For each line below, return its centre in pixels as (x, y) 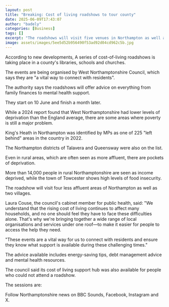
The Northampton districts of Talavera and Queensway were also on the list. (84, 148)
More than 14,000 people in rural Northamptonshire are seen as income (79, 172)
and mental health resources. (35, 260)
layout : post (19, 10)
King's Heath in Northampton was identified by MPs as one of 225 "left (79, 133)
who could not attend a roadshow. (40, 275)
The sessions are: (24, 285)
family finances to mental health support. (48, 93)
